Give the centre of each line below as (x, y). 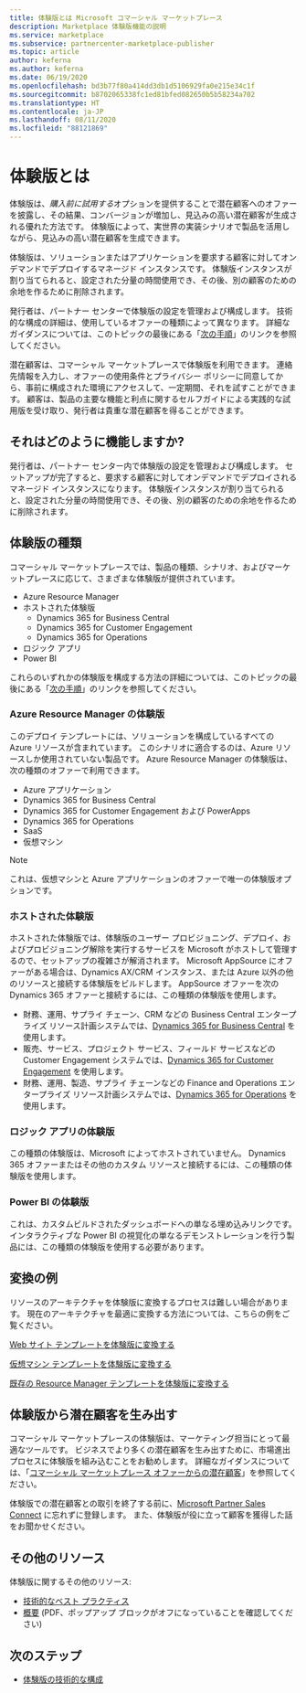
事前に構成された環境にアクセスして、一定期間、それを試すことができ (157, 387)
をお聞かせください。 (49, 1527)
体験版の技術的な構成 (63, 1679)
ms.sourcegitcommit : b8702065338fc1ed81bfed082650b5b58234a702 (132, 94)
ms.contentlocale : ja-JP (57, 112)
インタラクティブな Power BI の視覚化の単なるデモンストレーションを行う (148, 1235)
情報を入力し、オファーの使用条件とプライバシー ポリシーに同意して (146, 376)
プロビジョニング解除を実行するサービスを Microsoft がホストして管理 (157, 949)
